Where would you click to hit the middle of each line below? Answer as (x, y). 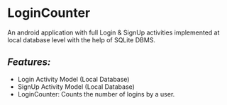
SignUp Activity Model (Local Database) (76, 87)
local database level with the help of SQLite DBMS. (82, 39)
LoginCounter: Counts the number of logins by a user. (96, 94)
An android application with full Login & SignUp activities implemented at (113, 32)
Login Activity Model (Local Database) (73, 79)
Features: (29, 62)
